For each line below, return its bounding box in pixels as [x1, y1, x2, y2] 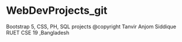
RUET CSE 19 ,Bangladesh [6, 29, 70, 36]
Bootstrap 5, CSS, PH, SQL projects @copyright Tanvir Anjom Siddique [6, 23, 177, 30]
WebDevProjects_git [6, 4, 108, 17]
